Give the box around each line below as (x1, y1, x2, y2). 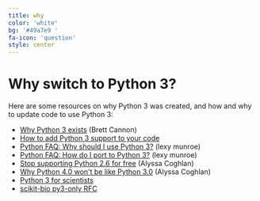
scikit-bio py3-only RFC (19, 184, 97, 194)
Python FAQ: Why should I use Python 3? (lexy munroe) (19, 142, 201, 151)
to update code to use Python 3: (8, 110, 113, 119)
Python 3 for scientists (19, 176, 94, 185)
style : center (8, 41, 55, 49)
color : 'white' (8, 19, 59, 27)
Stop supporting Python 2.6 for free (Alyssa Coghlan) (19, 159, 194, 169)
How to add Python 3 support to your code (19, 134, 160, 143)
